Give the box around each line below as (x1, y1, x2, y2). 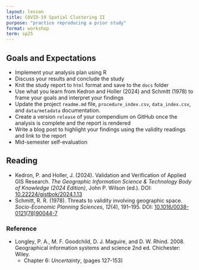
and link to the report (14, 132, 67, 139)
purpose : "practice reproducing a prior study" (6, 20, 127, 26)
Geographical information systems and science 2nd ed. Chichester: (14, 244, 181, 252)
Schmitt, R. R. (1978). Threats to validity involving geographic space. (14, 197, 183, 204)
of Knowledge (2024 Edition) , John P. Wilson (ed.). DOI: (14, 184, 152, 191)
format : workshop (6, 25, 49, 32)
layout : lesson (6, 8, 44, 15)
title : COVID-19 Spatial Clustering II (6, 14, 105, 20)
